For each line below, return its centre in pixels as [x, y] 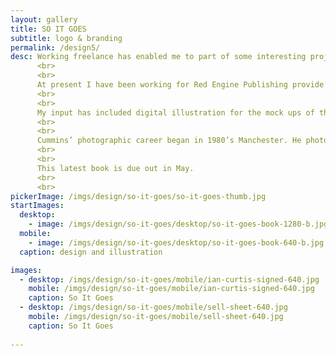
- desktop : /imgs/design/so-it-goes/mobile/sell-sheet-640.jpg [153, 307]
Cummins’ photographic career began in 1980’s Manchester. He [169, 141]
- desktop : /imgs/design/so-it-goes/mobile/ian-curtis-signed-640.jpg [169, 279]
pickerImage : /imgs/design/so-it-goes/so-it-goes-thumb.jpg [138, 196]
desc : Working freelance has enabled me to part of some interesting [158, 57]
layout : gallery [44, 19]
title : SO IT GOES [48, 29]
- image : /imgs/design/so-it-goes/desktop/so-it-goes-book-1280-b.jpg [178, 224]
